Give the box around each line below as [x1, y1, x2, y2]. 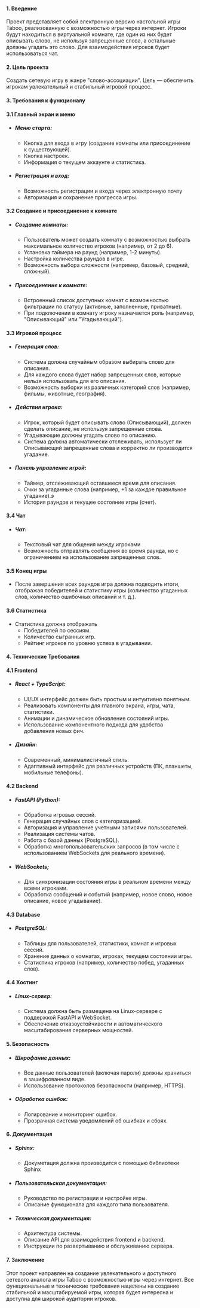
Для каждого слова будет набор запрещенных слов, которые [23, 371, 181, 378]
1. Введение [6, 5, 38, 12]
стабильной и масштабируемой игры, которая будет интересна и [6, 1288, 174, 1295]
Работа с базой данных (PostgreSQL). [23, 836, 119, 844]
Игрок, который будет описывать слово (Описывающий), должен [23, 419, 191, 426]
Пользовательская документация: [14, 1179, 107, 1187]
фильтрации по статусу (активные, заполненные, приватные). [23, 303, 182, 311]
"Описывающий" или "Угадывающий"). [23, 316, 124, 323]
